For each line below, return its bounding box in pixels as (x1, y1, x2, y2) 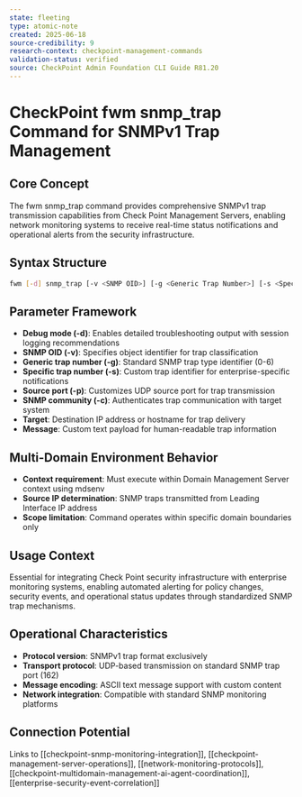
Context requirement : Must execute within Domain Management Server (22, 474, 289, 485)
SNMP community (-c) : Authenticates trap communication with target (22, 395, 282, 406)
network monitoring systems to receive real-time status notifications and (9, 219, 279, 230)
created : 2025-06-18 (9, 30, 87, 39)
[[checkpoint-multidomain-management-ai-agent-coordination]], (9, 767, 250, 778)
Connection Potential (9, 725, 130, 740)
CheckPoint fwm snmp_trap (9, 103, 222, 123)
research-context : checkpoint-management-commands (9, 47, 203, 56)
